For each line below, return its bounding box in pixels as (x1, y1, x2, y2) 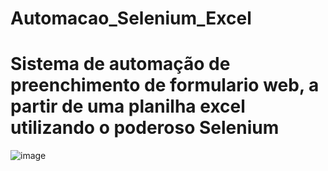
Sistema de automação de (10, 53, 231, 76)
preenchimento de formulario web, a (10, 74, 320, 97)
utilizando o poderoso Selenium (10, 117, 280, 139)
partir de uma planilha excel (10, 95, 246, 118)
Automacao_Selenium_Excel (10, 7, 252, 30)
